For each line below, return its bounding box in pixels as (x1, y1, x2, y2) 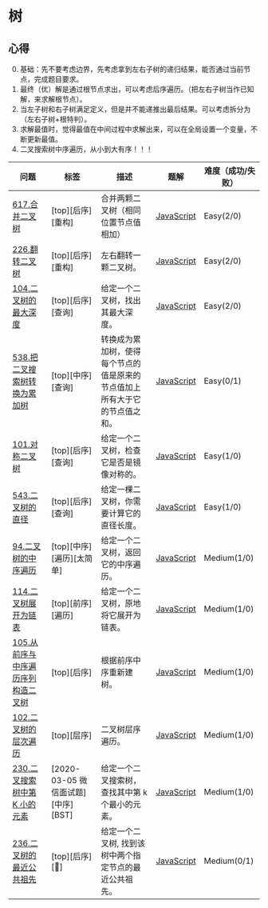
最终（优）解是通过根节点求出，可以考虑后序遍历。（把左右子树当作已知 (19, 85, 254, 94)
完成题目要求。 (33, 74, 84, 84)
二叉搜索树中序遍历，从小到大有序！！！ (19, 145, 153, 154)
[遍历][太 (51, 553, 85, 564)
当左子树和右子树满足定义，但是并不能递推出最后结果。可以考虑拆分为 (19, 105, 251, 114)
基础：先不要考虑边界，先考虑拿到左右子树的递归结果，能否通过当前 (19, 65, 244, 74)
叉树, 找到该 (100, 838, 146, 849)
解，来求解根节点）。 (19, 94, 87, 104)
